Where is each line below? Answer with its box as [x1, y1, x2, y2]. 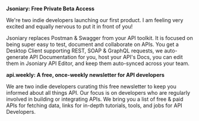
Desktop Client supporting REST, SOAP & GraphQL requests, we [6, 47, 163, 54]
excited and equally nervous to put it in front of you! [6, 23, 133, 30]
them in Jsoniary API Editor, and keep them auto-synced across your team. [6, 60, 190, 67]
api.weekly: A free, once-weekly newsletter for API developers [6, 72, 165, 78]
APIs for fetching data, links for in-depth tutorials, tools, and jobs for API [6, 102, 182, 109]
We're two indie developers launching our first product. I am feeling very [6, 17, 184, 23]
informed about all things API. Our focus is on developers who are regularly [6, 89, 191, 96]
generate [6, 54, 29, 60]
